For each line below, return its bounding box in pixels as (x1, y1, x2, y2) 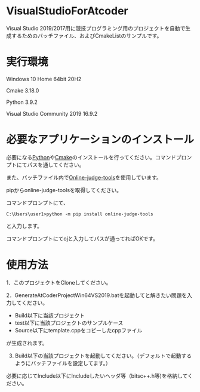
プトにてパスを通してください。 (6, 161, 85, 168)
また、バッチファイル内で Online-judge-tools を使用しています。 (6, 174, 162, 181)
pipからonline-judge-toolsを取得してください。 (6, 186, 122, 193)
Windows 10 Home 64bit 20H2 (6, 75, 82, 82)
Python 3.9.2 (6, 98, 38, 106)
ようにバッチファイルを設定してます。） (14, 359, 112, 366)
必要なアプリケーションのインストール (6, 133, 194, 147)
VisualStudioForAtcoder (6, 4, 128, 18)
